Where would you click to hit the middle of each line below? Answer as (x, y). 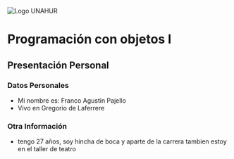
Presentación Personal (58, 65)
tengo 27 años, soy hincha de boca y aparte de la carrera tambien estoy (122, 141)
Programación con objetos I (90, 39)
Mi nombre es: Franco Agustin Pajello (72, 100)
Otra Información (37, 126)
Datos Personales (38, 85)
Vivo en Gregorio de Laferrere (61, 108)
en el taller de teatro (47, 149)
